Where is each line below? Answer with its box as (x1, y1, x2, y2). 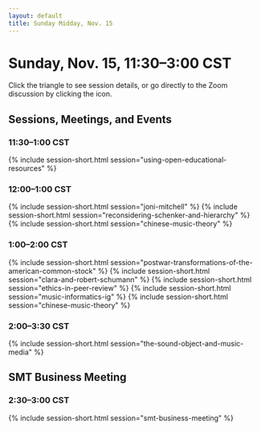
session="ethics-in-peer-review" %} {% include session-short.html (8, 283, 231, 292)
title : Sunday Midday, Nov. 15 (8, 19, 113, 27)
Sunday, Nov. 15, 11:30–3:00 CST (8, 54, 232, 73)
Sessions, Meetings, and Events (8, 112, 173, 126)
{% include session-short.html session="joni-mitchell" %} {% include (8, 202, 239, 212)
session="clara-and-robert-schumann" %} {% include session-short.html (8, 275, 252, 284)
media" (8, 347, 32, 357)
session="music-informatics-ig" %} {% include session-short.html (8, 292, 229, 301)
